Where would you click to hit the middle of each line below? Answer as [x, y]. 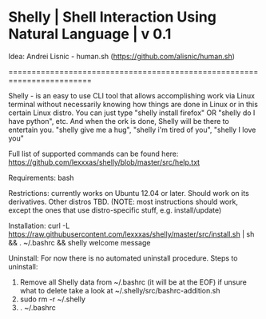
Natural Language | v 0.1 [90, 34]
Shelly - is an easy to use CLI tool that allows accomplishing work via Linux [132, 95]
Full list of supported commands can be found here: [93, 154]
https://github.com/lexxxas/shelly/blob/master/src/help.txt [104, 162]
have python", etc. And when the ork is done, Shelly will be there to [119, 121]
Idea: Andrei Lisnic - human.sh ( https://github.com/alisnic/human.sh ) [122, 56]
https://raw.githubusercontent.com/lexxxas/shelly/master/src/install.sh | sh [131, 234]
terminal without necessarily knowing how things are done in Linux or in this [133, 104]
